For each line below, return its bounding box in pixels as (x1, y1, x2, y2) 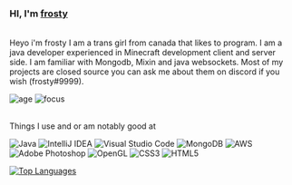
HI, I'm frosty (9, 7, 68, 20)
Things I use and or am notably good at (9, 121, 157, 131)
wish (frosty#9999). (9, 76, 84, 87)
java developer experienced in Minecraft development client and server (9, 47, 277, 58)
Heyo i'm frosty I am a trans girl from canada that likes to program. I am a (9, 37, 283, 48)
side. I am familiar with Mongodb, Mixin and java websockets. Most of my (9, 57, 284, 68)
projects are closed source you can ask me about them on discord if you (9, 66, 280, 77)
